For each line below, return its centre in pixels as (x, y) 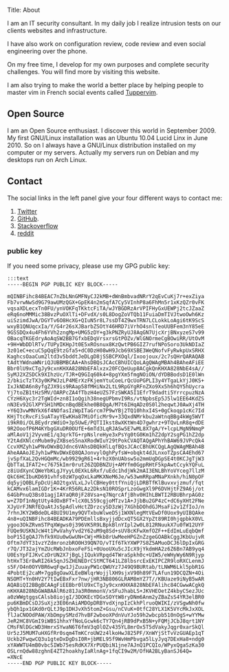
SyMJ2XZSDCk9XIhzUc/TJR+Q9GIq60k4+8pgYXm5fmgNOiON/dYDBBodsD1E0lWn (106, 374)
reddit (25, 233)
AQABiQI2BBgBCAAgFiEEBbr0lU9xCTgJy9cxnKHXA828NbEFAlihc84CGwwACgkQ (106, 585)
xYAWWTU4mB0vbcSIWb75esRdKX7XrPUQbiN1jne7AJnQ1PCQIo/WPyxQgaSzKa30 (106, 645)
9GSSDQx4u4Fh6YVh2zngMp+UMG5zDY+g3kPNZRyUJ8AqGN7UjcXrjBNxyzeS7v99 (106, 333)
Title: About (24, 10)
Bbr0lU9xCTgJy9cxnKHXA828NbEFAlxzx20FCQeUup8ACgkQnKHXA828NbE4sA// (106, 368)
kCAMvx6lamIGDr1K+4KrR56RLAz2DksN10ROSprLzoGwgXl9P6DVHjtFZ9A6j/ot (106, 489)
